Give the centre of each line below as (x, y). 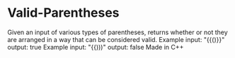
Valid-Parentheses (63, 13)
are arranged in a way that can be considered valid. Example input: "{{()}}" (116, 39)
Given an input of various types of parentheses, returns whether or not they (117, 32)
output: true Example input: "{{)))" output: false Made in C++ (96, 47)
